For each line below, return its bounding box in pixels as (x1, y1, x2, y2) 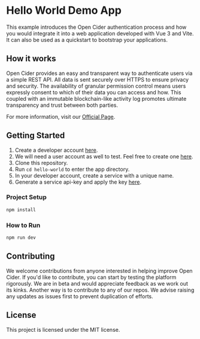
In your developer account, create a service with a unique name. (14, 172, 174, 179)
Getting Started (6, 130, 65, 141)
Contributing (6, 251, 55, 262)
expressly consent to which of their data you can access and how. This (6, 88, 181, 96)
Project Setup (6, 193, 47, 202)
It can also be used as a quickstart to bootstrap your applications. (6, 36, 168, 43)
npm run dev (6, 235, 36, 241)
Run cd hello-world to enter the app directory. (14, 166, 130, 173)
